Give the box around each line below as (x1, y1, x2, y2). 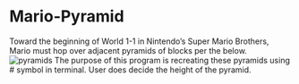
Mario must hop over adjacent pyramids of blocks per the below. (9, 45, 248, 55)
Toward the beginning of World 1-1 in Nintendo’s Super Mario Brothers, (9, 36, 269, 46)
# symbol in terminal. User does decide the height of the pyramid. (9, 64, 252, 75)
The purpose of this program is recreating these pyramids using (54, 55, 291, 65)
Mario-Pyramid (9, 6, 124, 27)
